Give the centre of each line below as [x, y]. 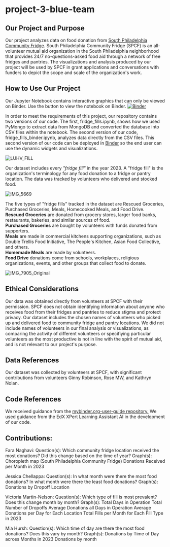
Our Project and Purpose [45, 28]
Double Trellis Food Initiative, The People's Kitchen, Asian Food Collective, [83, 242]
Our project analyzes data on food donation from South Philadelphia [76, 40]
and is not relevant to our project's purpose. [51, 344]
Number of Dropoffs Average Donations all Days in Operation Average [78, 508]
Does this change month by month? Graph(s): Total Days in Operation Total [84, 502]
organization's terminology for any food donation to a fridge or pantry [78, 173]
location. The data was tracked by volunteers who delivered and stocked [81, 179]
